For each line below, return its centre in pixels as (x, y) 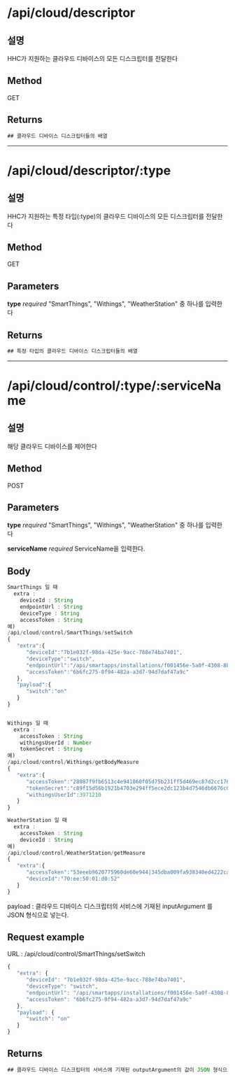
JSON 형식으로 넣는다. (38, 915)
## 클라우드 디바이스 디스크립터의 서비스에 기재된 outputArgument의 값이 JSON (108, 1070)
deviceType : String (50, 613)
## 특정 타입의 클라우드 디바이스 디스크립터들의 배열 (72, 351)
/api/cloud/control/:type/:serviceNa (114, 385)
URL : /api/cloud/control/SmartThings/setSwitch (76, 954)
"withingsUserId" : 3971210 (63, 795)
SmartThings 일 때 (33, 588)
